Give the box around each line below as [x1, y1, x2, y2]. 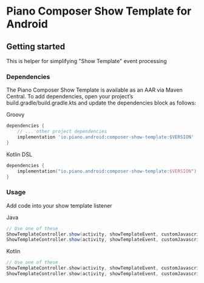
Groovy [6, 111, 25, 118]
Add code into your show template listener [6, 202, 112, 209]
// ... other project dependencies [17, 129, 107, 135]
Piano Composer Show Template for [6, 4, 192, 18]
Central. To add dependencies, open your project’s [6, 93, 134, 100]
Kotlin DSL [6, 151, 32, 158]
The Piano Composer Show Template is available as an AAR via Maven [6, 86, 183, 94]
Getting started [6, 41, 66, 52]
